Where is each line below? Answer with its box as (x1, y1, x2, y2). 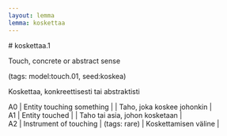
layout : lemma (8, 11, 55, 20)
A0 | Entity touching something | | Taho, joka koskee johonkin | (8, 102, 212, 111)
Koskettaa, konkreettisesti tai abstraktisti (8, 86, 140, 96)
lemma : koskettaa (8, 19, 66, 27)
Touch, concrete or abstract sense (8, 56, 121, 66)
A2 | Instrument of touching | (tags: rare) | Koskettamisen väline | (8, 119, 220, 128)
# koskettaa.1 (8, 40, 51, 50)
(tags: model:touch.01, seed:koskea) (8, 71, 127, 81)
